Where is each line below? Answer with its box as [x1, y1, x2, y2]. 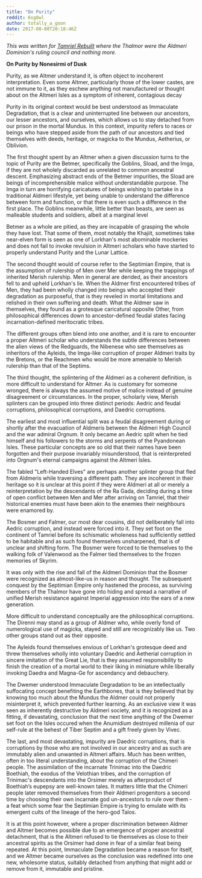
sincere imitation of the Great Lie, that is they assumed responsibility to [6, 657, 183, 664]
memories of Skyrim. [6, 557, 58, 565]
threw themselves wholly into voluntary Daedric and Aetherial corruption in [6, 650, 192, 657]
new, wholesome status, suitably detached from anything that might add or [6, 859, 192, 866]
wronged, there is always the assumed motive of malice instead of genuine [6, 387, 193, 394]
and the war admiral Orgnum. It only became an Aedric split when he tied [6, 431, 188, 438]
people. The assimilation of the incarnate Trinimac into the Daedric [6, 764, 172, 771]
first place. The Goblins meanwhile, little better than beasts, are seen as [6, 205, 185, 212]
